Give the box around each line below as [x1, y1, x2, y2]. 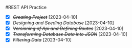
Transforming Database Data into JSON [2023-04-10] [12, 31, 128, 37]
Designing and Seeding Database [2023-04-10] [12, 20, 114, 26]
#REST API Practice [5, 5, 47, 10]
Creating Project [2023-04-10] [12, 14, 78, 20]
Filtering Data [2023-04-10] [12, 37, 72, 43]
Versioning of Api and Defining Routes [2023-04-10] [12, 25, 124, 32]
